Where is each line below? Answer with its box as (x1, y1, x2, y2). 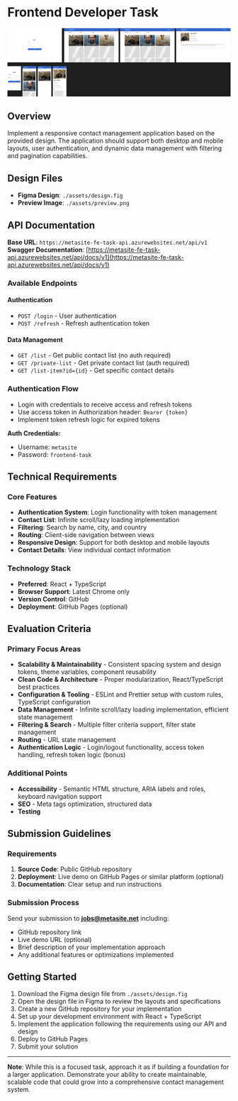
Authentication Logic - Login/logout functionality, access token (17, 743, 205, 752)
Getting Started (7, 970, 77, 983)
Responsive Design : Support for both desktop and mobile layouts (17, 538, 210, 547)
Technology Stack (7, 563, 72, 573)
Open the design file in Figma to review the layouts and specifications (17, 997, 221, 1006)
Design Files (7, 172, 63, 184)
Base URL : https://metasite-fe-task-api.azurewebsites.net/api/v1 (7, 238, 208, 246)
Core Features (7, 492, 57, 502)
